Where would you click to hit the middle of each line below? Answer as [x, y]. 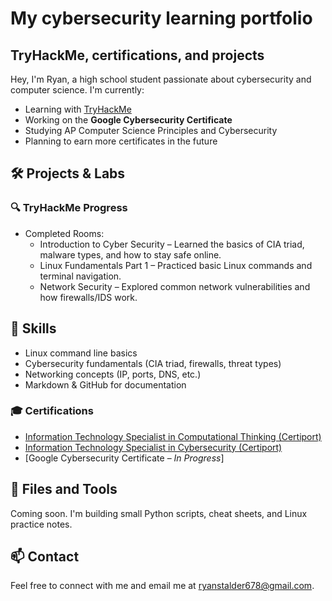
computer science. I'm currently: [77, 90]
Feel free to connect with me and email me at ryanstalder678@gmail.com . [162, 586]
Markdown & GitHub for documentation [105, 384]
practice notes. [41, 524]
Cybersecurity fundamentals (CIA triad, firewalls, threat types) [153, 363]
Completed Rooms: [64, 233]
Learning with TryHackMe [78, 109]
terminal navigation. [80, 276]
